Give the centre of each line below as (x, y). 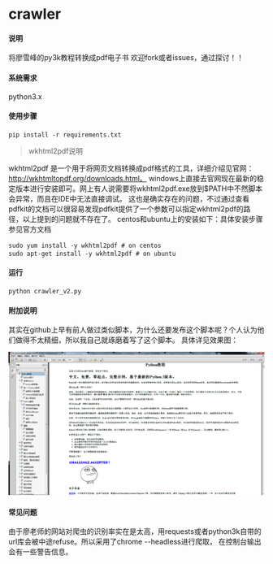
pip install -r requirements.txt (65, 135)
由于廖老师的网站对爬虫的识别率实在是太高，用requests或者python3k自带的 (135, 531)
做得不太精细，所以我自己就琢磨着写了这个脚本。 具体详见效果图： (126, 340)
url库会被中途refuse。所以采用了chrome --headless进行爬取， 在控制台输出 (135, 542)
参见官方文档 (30, 229)
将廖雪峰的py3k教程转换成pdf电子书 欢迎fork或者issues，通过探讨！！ (126, 58)
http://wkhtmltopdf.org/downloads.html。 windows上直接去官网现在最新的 (133, 178)
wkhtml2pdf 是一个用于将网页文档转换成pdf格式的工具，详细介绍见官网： (131, 168)
